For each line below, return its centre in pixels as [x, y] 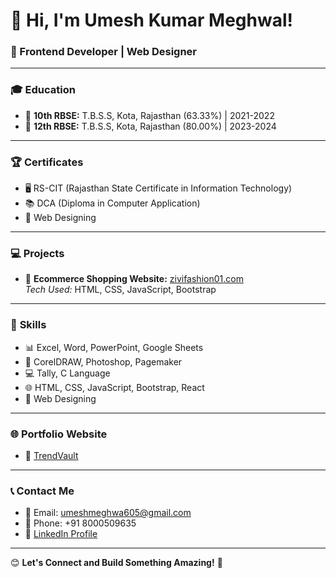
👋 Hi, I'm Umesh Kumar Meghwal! [152, 20]
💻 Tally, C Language [67, 373]
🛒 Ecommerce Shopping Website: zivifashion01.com [134, 279]
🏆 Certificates [47, 162]
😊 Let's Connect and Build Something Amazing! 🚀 [116, 563]
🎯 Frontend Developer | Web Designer [104, 52]
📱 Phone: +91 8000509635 [80, 523]
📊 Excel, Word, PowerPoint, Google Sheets [114, 347]
